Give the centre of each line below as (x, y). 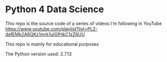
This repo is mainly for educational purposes (52, 44)
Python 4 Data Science (55, 9)
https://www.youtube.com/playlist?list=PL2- (51, 28)
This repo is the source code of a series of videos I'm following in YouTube (83, 23)
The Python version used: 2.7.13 (39, 54)
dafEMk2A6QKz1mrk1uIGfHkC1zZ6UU (45, 34)
